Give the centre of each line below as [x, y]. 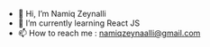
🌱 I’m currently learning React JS [79, 23]
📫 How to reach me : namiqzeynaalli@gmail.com [109, 33]
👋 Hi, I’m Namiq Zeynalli [62, 14]
